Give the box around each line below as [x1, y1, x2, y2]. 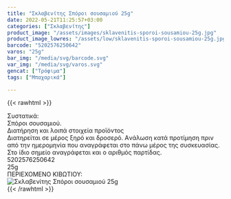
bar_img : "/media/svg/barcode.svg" [7, 55, 109, 62]
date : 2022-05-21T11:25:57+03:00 [7, 16, 103, 23]
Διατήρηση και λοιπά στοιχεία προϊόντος [7, 126, 124, 134]
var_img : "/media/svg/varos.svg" [7, 61, 103, 68]
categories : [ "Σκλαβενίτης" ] [7, 23, 91, 30]
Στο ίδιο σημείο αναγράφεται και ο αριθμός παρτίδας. [7, 148, 162, 156]
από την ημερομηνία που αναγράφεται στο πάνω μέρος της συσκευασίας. [7, 141, 220, 150]
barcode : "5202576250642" [7, 42, 81, 49]
